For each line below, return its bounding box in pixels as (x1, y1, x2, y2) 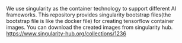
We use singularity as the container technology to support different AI (6, 5, 177, 12)
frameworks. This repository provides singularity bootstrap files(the (6, 11, 171, 18)
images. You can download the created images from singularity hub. (6, 24, 173, 31)
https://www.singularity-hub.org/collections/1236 (6, 30, 126, 37)
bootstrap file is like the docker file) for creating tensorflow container (6, 18, 174, 24)
